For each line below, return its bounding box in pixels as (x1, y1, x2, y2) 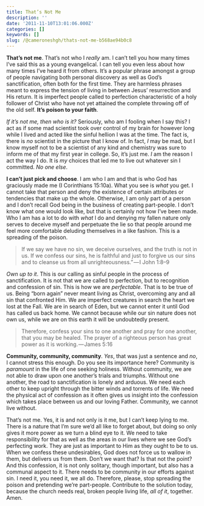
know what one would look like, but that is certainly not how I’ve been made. (6, 208, 198, 215)
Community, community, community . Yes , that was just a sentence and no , (6, 353, 198, 359)
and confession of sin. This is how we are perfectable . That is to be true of (6, 284, 194, 290)
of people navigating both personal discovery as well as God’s (6, 74, 163, 81)
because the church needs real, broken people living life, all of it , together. (6, 488, 193, 495)
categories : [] (6, 26, 45, 32)
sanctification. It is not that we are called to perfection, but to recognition (6, 277, 189, 284)
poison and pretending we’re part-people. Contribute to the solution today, (6, 481, 193, 488)
